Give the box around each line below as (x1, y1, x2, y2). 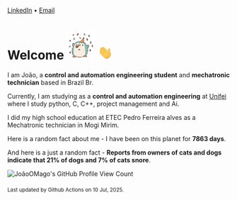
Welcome (7, 48, 64, 63)
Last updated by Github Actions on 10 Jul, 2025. (7, 186, 124, 194)
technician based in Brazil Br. (7, 78, 94, 87)
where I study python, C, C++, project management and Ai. (7, 99, 180, 108)
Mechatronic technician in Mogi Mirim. (7, 121, 120, 129)
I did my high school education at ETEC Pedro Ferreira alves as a (7, 113, 196, 121)
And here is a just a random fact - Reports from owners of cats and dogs (7, 148, 222, 157)
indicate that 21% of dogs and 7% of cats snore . (7, 155, 151, 164)
